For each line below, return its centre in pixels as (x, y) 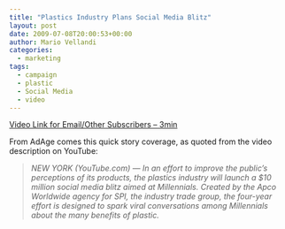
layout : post (33, 26)
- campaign (37, 75)
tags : (19, 67)
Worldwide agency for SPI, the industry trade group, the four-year (151, 196)
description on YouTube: (54, 151)
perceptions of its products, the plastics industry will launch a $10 (151, 178)
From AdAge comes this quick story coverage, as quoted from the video (141, 141)
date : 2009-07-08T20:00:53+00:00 (71, 34)
